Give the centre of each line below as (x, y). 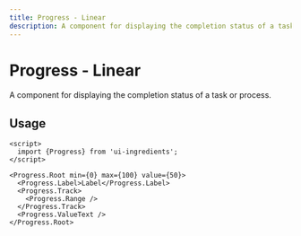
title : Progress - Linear (57, 17)
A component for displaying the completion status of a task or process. (140, 95)
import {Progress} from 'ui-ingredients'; (98, 152)
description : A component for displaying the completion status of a (142, 26)
